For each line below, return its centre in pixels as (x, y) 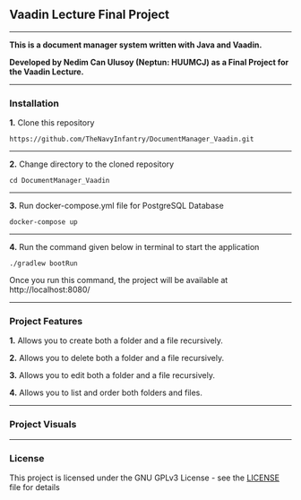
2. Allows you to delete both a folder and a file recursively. (117, 358)
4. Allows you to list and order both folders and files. (106, 392)
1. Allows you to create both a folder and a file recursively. (116, 341)
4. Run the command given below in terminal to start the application (134, 247)
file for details (34, 487)
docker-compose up (43, 222)
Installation (34, 103)
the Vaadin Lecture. (47, 72)
